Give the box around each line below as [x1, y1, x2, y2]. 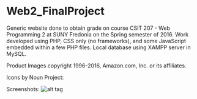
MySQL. [6, 50, 27, 57]
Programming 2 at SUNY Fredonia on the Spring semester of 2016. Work [6, 30, 188, 38]
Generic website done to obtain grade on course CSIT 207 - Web [6, 24, 170, 32]
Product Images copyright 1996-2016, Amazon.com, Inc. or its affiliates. [6, 62, 187, 69]
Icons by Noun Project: [6, 73, 64, 81]
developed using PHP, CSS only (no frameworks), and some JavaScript [6, 37, 187, 44]
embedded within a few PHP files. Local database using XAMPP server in [6, 44, 191, 51]
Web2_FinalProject [6, 4, 105, 18]
